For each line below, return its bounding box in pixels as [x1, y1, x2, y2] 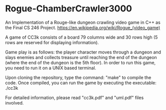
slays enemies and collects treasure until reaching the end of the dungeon [5, 54, 158, 60]
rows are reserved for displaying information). [5, 39, 99, 45]
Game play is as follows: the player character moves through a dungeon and [5, 49, 162, 55]
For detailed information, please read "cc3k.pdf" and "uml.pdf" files [5, 95, 144, 101]
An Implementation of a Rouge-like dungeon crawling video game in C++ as [5, 19, 161, 25]
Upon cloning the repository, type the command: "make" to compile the [5, 74, 152, 80]
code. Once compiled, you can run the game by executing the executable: [5, 80, 157, 86]
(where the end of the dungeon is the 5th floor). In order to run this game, [5, 59, 156, 65]
